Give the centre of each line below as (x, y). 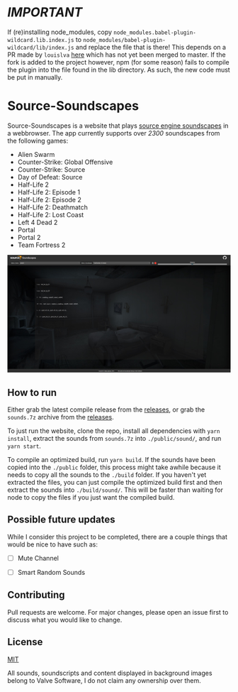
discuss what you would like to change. (65, 620)
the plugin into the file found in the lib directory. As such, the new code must (119, 70)
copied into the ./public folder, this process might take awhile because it (114, 467)
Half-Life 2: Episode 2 (49, 199)
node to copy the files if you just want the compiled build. (91, 497)
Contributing (36, 595)
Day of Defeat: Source (50, 177)
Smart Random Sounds (51, 572)
